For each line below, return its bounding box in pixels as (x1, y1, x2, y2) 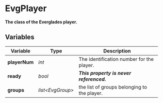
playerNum (7, 59, 34, 66)
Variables (5, 33, 35, 41)
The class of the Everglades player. (5, 19, 78, 25)
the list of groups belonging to (78, 84, 147, 90)
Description (103, 47, 131, 54)
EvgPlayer (5, 3, 47, 14)
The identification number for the (78, 55, 154, 62)
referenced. (78, 76, 106, 83)
